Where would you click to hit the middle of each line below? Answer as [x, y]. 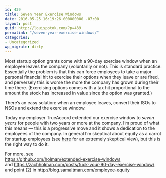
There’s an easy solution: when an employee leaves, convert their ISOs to [81, 102]
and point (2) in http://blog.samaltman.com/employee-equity [67, 170]
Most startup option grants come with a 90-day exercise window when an [81, 61]
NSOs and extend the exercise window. [45, 108]
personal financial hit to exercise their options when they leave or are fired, [82, 77]
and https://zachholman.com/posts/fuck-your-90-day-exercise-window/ [80, 164]
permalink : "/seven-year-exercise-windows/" [52, 33]
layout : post [19, 24]
